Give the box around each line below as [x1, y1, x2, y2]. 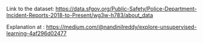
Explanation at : [6, 24, 45, 30]
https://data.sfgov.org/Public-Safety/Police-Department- [55, 5, 197, 12]
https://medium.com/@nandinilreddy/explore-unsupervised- [45, 24, 197, 30]
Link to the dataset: [6, 5, 55, 12]
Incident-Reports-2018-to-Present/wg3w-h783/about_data [6, 12, 153, 19]
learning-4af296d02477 [6, 30, 67, 37]
